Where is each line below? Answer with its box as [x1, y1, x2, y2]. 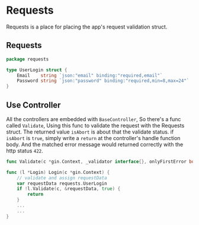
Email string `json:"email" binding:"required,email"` [17, 72, 163, 78]
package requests [6, 56, 49, 62]
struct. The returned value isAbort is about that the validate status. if [6, 128, 174, 135]
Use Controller [6, 100, 61, 110]
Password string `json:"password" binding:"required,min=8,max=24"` [17, 78, 190, 84]
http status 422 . [6, 147, 43, 154]
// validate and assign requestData [17, 175, 108, 181]
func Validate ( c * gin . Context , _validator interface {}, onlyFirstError [6, 159, 187, 164]
